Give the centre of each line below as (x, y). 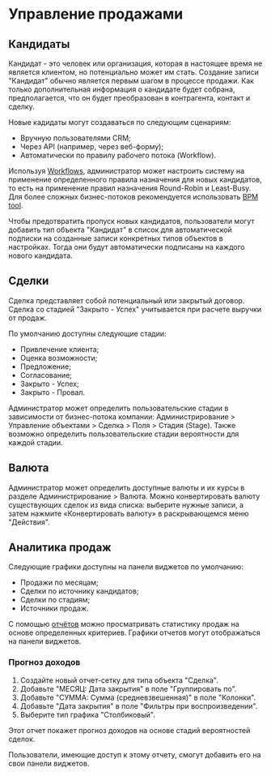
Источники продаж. (54, 608)
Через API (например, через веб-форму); (92, 146)
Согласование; (46, 375)
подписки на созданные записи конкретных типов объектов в (116, 238)
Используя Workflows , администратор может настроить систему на (127, 171)
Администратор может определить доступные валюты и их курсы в (127, 487)
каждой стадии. (36, 442)
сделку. (21, 107)
